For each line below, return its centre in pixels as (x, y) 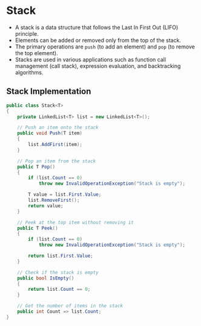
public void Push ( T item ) (50, 133)
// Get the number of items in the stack (70, 306)
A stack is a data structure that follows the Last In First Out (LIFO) (97, 27)
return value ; (46, 206)
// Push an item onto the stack (58, 128)
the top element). (37, 53)
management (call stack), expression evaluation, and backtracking (98, 66)
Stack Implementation (49, 91)
